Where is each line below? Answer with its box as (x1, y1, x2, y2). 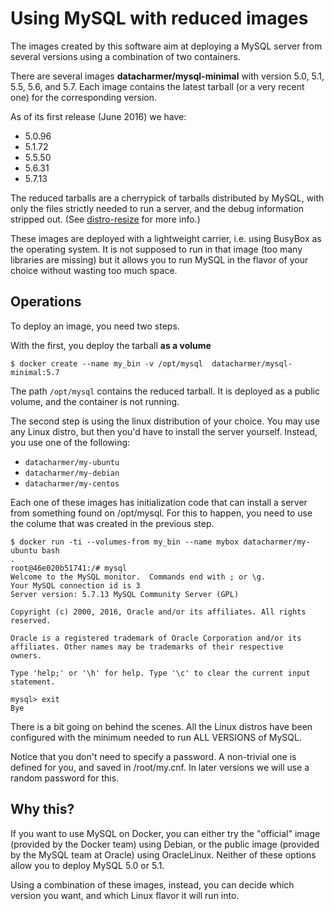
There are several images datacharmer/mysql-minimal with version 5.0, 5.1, (10, 70, 325, 82)
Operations (10, 293, 82, 311)
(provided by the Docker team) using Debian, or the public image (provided (10, 838, 320, 850)
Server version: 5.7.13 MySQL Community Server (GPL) (10, 589, 240, 599)
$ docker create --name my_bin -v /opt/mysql (10, 358, 203, 369)
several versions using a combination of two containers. (10, 50, 241, 62)
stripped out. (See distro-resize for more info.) (10, 213, 201, 225)
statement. (10, 677, 56, 687)
